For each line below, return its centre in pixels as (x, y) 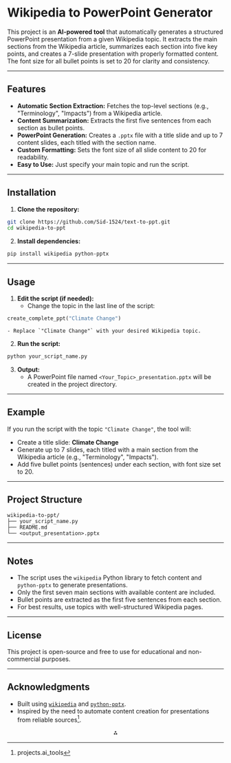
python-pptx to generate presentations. (73, 585)
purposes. (56, 659)
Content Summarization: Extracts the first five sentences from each (114, 120)
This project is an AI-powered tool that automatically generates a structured (115, 32)
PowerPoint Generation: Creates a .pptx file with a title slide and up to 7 (120, 135)
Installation (32, 193)
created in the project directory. (72, 384)
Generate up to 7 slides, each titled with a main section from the (108, 449)
